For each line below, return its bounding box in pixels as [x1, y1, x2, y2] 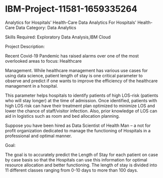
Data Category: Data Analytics [16, 24, 76, 30]
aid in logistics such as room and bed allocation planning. [5, 113, 120, 119]
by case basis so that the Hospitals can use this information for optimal [5, 157, 147, 162]
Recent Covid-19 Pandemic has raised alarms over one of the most [5, 53, 139, 59]
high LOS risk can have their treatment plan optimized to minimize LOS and [5, 103, 155, 108]
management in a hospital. [5, 83, 58, 89]
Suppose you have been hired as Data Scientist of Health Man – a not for [5, 123, 151, 128]
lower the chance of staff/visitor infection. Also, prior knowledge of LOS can [5, 108, 157, 114]
